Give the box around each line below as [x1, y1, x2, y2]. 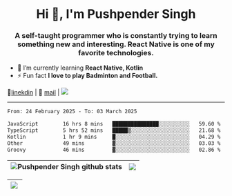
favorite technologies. [78, 48, 154, 58]
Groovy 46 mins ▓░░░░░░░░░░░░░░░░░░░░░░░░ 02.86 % [7, 146, 221, 153]
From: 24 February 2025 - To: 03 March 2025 [7, 108, 137, 115]
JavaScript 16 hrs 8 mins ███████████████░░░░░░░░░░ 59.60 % [7, 121, 221, 128]
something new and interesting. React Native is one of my [17, 39, 215, 49]
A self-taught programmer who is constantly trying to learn [14, 31, 217, 41]
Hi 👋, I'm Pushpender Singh [36, 6, 196, 22]
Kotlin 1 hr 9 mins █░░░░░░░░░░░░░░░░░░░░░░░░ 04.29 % [7, 134, 221, 141]
